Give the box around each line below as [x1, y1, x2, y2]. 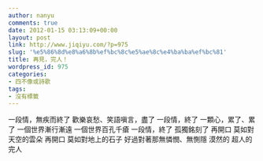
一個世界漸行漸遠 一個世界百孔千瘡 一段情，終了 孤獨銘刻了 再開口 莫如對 [17, 125, 254, 134]
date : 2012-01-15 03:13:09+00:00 [8, 26, 118, 34]
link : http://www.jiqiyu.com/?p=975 [8, 41, 128, 49]
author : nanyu [8, 11, 55, 20]
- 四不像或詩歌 [8, 77, 51, 85]
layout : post [8, 33, 51, 42]
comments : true [8, 19, 58, 27]
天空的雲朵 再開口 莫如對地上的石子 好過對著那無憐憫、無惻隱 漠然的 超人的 [8, 135, 253, 144]
